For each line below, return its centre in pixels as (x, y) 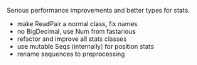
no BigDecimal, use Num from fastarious (76, 31)
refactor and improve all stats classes (72, 39)
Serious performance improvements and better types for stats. (98, 10)
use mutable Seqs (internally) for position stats (85, 46)
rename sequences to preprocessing (71, 54)
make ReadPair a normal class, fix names (77, 24)
